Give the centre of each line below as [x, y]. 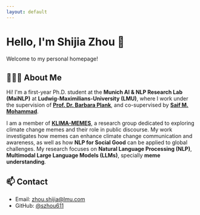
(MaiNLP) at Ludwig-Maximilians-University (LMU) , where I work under [98, 99]
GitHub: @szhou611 [39, 206]
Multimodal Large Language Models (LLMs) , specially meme [83, 156]
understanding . [26, 162]
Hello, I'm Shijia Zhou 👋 [65, 41]
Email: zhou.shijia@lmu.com [50, 199]
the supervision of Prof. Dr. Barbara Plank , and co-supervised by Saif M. [98, 105]
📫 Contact [27, 181]
